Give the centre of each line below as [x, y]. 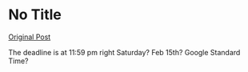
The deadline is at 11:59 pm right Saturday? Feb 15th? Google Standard [124, 52]
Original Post [30, 37]
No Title [35, 15]
